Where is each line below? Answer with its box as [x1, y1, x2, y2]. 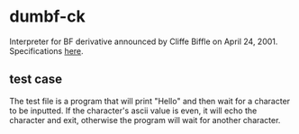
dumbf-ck [9, 6, 86, 27]
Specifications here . [9, 45, 84, 56]
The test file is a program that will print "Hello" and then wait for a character [9, 95, 291, 106]
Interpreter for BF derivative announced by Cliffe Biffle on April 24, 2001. [9, 36, 278, 47]
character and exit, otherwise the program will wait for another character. [9, 114, 281, 125]
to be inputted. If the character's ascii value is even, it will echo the [9, 105, 258, 116]
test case [9, 72, 63, 87]
